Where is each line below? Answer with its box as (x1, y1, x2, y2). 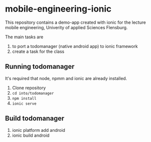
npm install (12, 96, 37, 101)
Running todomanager (5, 63, 75, 71)
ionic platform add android (12, 127, 66, 133)
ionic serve (12, 101, 37, 106)
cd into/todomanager (12, 91, 54, 95)
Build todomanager (5, 114, 64, 123)
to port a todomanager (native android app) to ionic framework (12, 43, 138, 49)
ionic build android (12, 132, 50, 138)
